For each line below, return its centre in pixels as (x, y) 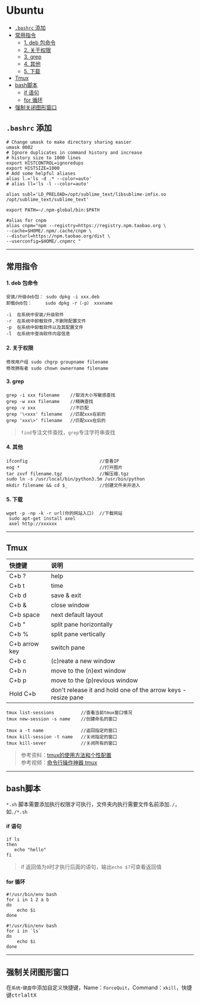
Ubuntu (25, 10)
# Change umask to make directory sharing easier (69, 142)
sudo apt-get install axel (42, 519)
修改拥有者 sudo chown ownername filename (57, 368)
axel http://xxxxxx (33, 524)
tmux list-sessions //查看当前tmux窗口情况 (69, 712)
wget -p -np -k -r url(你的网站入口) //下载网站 (65, 513)
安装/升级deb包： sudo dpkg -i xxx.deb (53, 297)
